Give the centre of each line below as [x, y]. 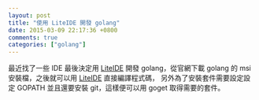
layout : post [30, 15]
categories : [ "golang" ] [47, 45]
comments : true [33, 37]
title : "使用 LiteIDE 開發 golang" [64, 23]
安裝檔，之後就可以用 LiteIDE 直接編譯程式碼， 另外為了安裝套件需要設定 [126, 78]
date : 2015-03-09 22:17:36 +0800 [63, 30]
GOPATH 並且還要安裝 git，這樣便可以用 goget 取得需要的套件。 [121, 88]
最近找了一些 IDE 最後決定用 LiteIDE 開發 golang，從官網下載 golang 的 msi [130, 69]
